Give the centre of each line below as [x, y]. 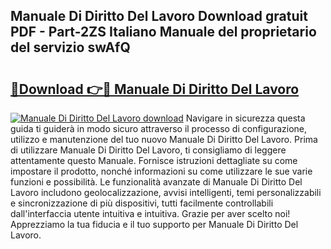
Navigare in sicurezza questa [245, 118]
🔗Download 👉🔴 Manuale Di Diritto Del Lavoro [155, 89]
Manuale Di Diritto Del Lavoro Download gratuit [159, 16]
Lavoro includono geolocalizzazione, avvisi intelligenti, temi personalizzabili [166, 192]
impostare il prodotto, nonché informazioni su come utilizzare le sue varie [161, 171]
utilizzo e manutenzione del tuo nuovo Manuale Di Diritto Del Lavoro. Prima [164, 139]
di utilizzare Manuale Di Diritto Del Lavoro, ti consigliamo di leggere [148, 150]
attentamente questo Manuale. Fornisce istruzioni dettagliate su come [154, 160]
